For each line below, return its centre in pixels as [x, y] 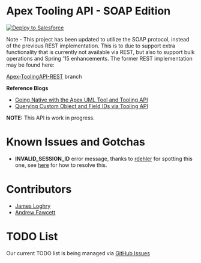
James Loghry [33, 206]
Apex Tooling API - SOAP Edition [88, 11]
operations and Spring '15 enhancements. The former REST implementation [100, 58]
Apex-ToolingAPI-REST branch [44, 76]
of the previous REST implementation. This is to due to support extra [91, 46]
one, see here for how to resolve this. [61, 165]
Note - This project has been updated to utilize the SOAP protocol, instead [98, 39]
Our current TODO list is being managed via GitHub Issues [78, 253]
